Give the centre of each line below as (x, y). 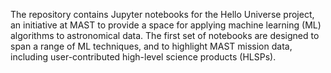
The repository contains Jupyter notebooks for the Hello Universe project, (162, 14)
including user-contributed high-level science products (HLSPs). (143, 57)
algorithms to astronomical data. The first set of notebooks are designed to (165, 35)
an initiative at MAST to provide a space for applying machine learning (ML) (166, 25)
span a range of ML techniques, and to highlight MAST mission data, (151, 46)
